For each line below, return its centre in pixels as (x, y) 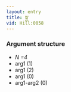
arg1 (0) (24, 76)
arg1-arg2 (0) (31, 82)
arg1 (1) (24, 63)
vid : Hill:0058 (25, 23)
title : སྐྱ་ (18, 17)
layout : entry (24, 12)
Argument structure (36, 44)
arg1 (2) (24, 70)
